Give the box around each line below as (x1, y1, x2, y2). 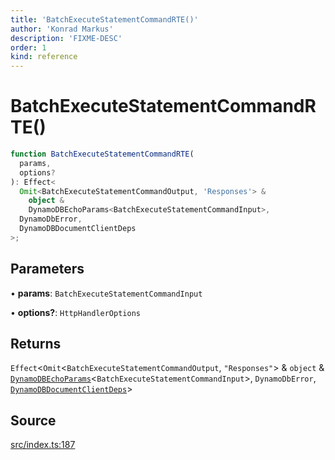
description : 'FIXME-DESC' (10, 33, 123, 43)
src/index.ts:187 (10, 439, 76, 451)
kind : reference (10, 52, 78, 62)
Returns (10, 336, 62, 353)
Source (10, 412, 57, 429)
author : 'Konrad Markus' (10, 24, 114, 34)
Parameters (10, 261, 85, 278)
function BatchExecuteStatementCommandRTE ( (10, 149, 195, 160)
